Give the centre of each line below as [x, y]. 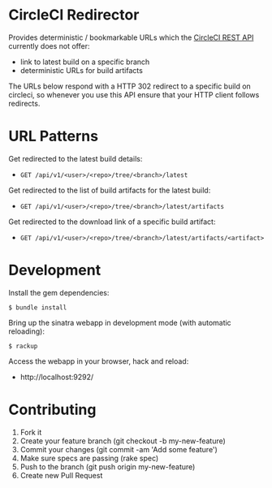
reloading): [26, 331]
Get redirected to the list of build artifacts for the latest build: [110, 190]
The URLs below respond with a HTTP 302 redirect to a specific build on [130, 86]
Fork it [31, 432]
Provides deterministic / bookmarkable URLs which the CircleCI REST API [131, 37]
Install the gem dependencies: [59, 292]
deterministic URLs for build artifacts [82, 70]
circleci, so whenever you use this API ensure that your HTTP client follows [134, 94]
